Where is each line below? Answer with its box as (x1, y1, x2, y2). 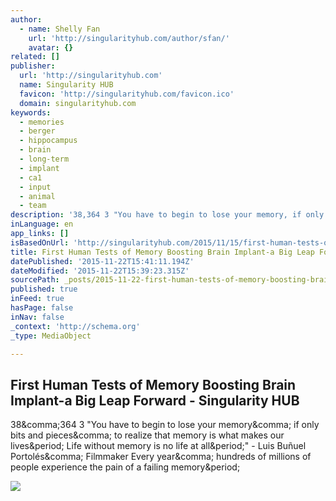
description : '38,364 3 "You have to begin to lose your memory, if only (10, 210, 325, 220)
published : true (10, 284, 78, 295)
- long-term (19, 154, 70, 164)
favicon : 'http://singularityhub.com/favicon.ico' (19, 89, 235, 99)
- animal (19, 191, 56, 201)
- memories (19, 117, 65, 127)
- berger (19, 126, 56, 136)
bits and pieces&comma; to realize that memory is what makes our (10, 429, 285, 441)
